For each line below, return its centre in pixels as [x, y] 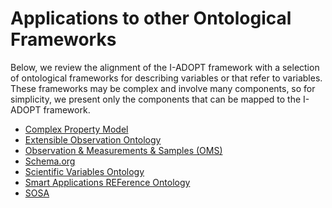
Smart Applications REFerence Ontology [107, 182]
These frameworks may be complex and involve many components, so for [163, 88]
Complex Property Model [76, 129]
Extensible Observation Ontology [93, 139]
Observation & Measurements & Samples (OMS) [123, 150]
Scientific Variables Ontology [84, 171]
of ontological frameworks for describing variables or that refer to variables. [166, 78]
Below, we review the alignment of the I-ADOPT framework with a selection [165, 67]
